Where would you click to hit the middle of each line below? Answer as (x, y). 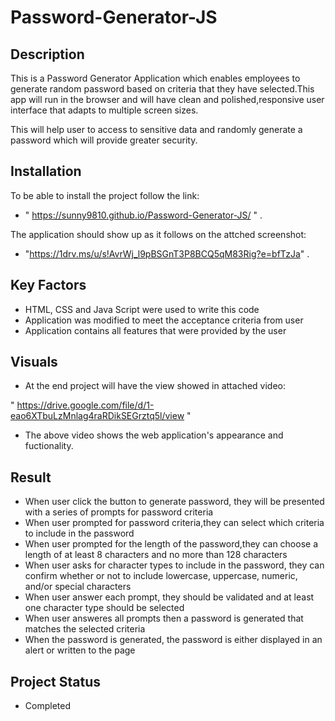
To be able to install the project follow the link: (105, 195)
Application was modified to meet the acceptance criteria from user (164, 320)
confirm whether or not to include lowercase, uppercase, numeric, (161, 576)
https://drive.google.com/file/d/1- (85, 405)
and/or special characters (78, 587)
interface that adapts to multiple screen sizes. (104, 110)
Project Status (56, 681)
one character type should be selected (104, 608)
